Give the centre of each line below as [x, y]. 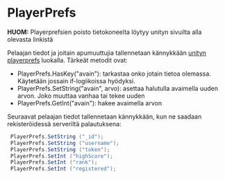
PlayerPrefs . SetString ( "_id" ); [57, 137]
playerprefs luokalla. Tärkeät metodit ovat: [68, 60]
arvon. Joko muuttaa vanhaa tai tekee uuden [81, 96]
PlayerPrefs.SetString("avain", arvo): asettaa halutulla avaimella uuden [118, 88]
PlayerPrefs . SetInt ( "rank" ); [54, 162]
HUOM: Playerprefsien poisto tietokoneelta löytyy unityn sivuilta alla [105, 32]
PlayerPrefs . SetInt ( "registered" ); [63, 169]
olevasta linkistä [30, 39]
